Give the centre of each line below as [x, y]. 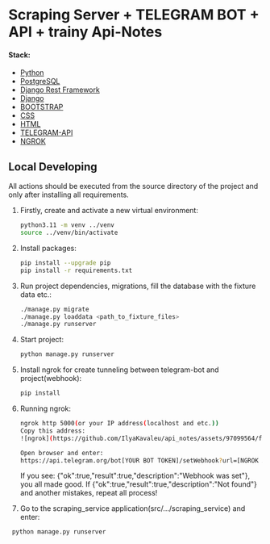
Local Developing [53, 167]
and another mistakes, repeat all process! [89, 493]
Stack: [19, 55]
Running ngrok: [45, 408]
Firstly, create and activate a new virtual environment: [109, 211]
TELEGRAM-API [46, 133]
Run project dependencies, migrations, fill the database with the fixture [138, 286]
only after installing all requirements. [69, 195]
